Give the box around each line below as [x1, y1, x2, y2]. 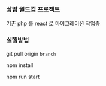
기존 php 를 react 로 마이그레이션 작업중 [6, 20, 101, 27]
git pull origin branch [6, 50, 56, 57]
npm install [6, 61, 34, 69]
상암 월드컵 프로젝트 [6, 5, 60, 13]
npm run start [6, 73, 40, 80]
